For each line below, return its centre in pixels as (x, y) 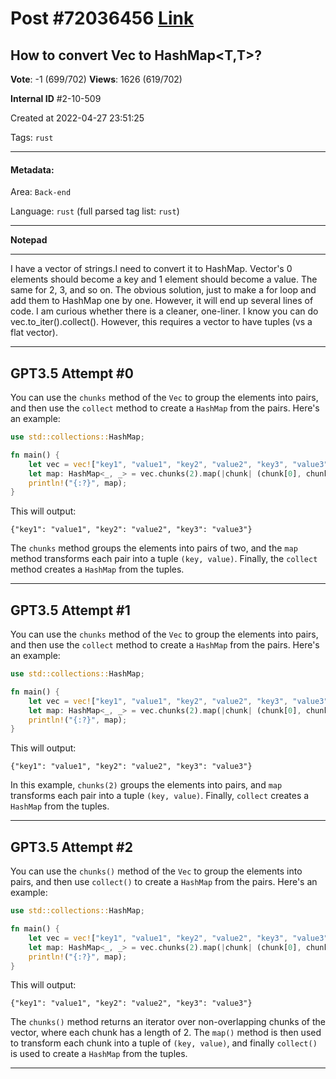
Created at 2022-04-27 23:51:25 (77, 118)
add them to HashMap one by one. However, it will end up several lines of (162, 301)
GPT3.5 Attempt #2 (71, 847)
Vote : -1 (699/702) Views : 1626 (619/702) (96, 79)
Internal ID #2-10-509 (56, 98)
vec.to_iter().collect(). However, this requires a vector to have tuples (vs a (161, 322)
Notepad (29, 240)
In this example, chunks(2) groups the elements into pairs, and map (146, 785)
